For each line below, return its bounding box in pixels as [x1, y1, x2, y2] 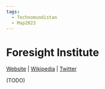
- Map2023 [11, 20, 36, 26]
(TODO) [6, 77, 26, 84]
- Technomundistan [11, 14, 58, 20]
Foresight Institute [6, 45, 100, 59]
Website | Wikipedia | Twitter [6, 65, 77, 72]
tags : [6, 8, 20, 15]
